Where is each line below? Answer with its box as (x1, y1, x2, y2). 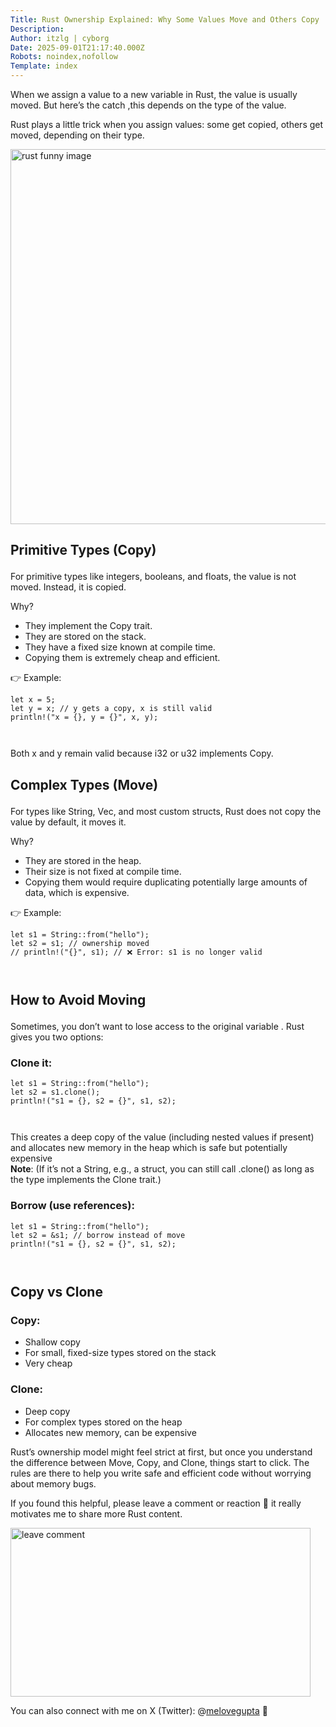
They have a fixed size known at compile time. (24, 641, 216, 653)
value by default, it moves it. (10, 816, 127, 828)
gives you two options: (10, 1031, 104, 1043)
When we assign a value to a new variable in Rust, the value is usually (10, 89, 298, 100)
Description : (10, 24, 65, 34)
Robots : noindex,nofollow (10, 52, 118, 62)
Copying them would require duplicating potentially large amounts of (24, 876, 308, 888)
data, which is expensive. (24, 886, 130, 898)
